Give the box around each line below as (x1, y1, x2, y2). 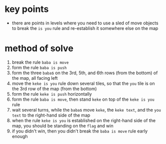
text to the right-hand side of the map (11, 112, 91, 118)
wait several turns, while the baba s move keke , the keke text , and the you (11, 107, 162, 113)
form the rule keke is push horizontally (11, 91, 92, 97)
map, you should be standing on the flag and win (11, 123, 114, 129)
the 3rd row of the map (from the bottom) (11, 86, 97, 92)
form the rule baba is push (11, 64, 67, 70)
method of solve (4, 43, 74, 54)
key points (4, 3, 49, 15)
